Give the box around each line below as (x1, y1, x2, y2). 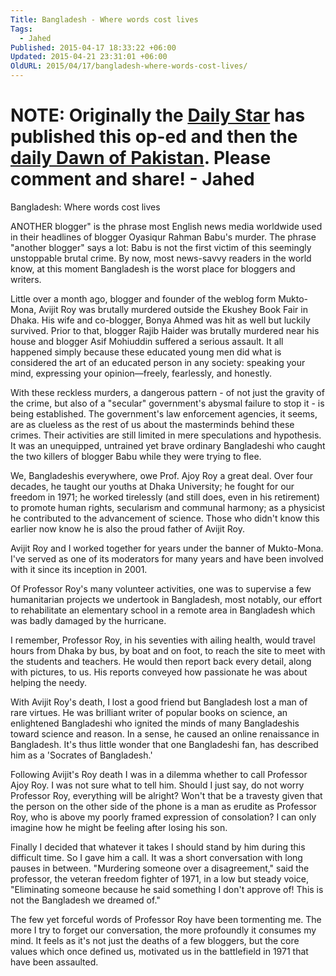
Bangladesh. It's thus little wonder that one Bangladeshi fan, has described (10, 738, 319, 750)
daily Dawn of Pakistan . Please (10, 147, 272, 170)
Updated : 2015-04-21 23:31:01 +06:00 (10, 52, 168, 62)
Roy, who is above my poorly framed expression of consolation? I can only (10, 811, 317, 823)
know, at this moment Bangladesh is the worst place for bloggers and (10, 262, 296, 275)
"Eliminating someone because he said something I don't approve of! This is (10, 883, 324, 895)
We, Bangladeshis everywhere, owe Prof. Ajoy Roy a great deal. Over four (10, 469, 314, 481)
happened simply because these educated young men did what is (10, 346, 282, 358)
